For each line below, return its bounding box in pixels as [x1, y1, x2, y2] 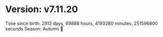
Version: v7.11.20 [5, 4, 78, 15]
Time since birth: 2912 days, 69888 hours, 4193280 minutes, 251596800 [5, 20, 158, 26]
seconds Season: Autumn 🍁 [5, 25, 64, 31]
